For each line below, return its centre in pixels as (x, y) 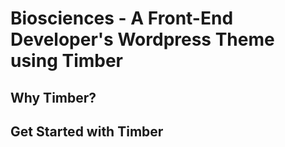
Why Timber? (53, 97)
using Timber (67, 61)
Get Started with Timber (87, 131)
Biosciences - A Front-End (122, 18)
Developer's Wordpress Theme (142, 39)
